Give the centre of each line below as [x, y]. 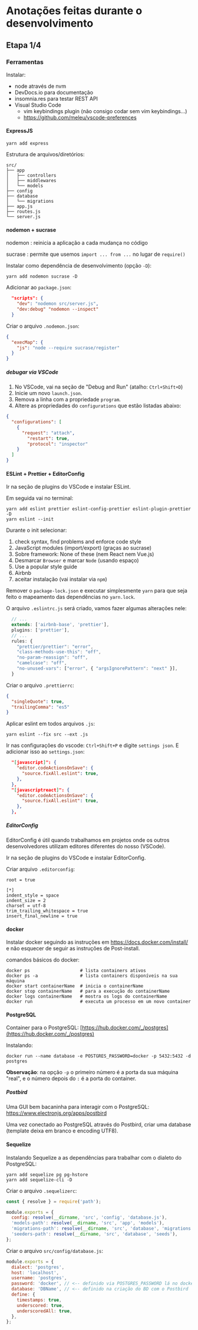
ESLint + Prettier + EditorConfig [45, 473]
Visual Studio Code [38, 105]
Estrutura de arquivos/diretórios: [45, 154]
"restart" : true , [48, 438]
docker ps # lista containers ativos [76, 971]
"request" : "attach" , [48, 433]
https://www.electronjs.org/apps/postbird [57, 1113]
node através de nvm [40, 86]
